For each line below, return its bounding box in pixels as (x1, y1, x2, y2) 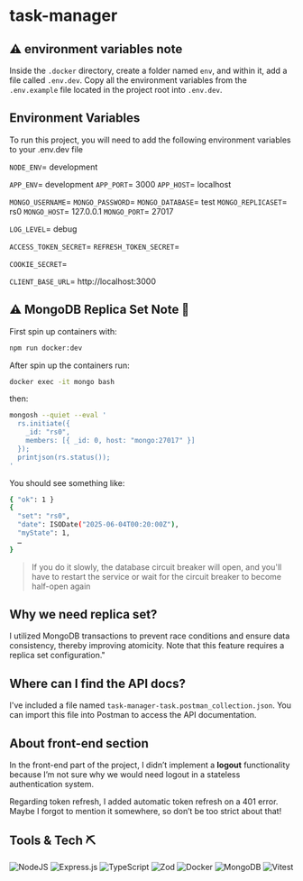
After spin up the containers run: (9, 360, 130, 371)
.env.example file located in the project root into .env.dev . (9, 85, 223, 95)
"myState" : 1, (17, 528, 70, 537)
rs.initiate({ (17, 419, 70, 428)
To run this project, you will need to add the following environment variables (9, 134, 291, 145)
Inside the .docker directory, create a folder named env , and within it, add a (9, 65, 288, 76)
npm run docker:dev (9, 344, 83, 353)
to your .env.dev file (9, 143, 84, 154)
